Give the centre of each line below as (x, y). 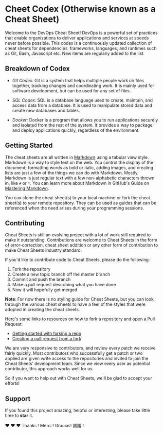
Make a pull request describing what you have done (64, 285)
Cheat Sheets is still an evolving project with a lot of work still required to (78, 235)
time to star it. (19, 416)
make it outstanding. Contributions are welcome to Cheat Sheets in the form (81, 240)
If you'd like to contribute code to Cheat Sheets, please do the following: (77, 260)
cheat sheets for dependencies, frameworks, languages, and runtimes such (81, 48)
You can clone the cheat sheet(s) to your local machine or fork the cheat (78, 197)
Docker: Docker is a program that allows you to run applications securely (85, 120)
